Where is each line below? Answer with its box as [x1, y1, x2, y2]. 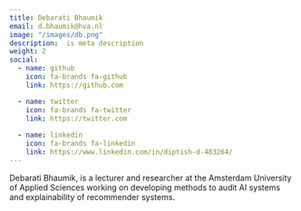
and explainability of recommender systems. [9, 191, 175, 202]
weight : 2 [9, 47, 47, 56]
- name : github [17, 64, 75, 73]
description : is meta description [9, 38, 144, 48]
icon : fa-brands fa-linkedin [25, 139, 136, 149]
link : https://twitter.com [25, 114, 128, 123]
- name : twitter [17, 97, 79, 106]
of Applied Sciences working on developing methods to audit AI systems [9, 182, 281, 193]
